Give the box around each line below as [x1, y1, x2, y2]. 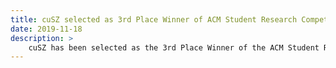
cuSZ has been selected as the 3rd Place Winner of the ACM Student [28, 42, 320, 53]
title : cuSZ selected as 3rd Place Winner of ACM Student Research [10, 14, 298, 25]
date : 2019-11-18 [10, 24, 83, 34]
